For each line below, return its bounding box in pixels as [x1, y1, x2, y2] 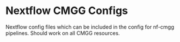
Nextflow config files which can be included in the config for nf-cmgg [5, 23, 175, 30]
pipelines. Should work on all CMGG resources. [5, 29, 120, 36]
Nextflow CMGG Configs [5, 4, 128, 17]
